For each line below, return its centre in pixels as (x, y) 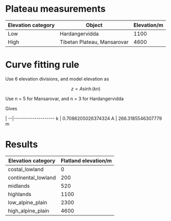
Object (94, 25)
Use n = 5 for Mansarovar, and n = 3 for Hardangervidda (65, 99)
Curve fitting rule (42, 65)
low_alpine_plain (28, 202)
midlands (19, 186)
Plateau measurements (55, 9)
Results (22, 145)
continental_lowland (32, 178)
